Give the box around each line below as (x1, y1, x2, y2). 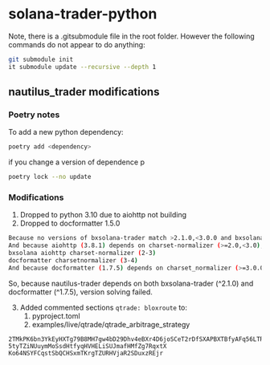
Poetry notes (8, 109, 60, 120)
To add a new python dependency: (8, 128, 124, 137)
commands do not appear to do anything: (8, 39, 146, 49)
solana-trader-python (8, 5, 157, 23)
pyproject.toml (31, 310, 80, 321)
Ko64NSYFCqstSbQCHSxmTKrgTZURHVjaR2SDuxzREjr (8, 349, 163, 357)
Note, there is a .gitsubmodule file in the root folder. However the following (8, 31, 255, 41)
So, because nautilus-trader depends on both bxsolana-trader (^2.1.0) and (8, 278, 254, 288)
